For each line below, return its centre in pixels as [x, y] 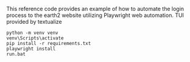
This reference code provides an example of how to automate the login [95, 9]
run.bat [16, 54]
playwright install [31, 49]
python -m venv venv [33, 33]
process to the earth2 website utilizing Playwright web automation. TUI [95, 15]
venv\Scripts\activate [35, 38]
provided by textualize [34, 22]
